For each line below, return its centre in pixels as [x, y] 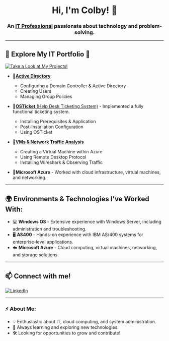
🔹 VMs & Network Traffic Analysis [48, 142]
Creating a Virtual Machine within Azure [61, 152]
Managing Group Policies [46, 97]
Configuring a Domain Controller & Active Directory [73, 86]
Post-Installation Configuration [52, 127]
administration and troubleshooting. [49, 229]
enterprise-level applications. [43, 242]
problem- [150, 26]
